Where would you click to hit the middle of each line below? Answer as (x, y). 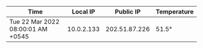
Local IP (83, 12)
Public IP (127, 12)
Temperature (175, 12)
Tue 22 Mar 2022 (34, 22)
